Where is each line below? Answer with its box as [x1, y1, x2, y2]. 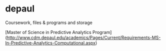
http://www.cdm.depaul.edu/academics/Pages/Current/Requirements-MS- [6, 34, 161, 40]
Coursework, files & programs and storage [5, 19, 92, 25]
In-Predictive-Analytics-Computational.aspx [5, 39, 96, 45]
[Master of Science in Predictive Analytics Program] [5, 29, 112, 35]
